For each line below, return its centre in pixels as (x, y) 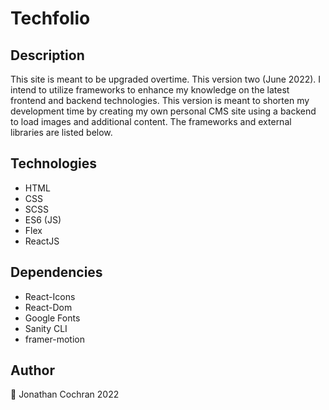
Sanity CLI (46, 328)
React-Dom (48, 307)
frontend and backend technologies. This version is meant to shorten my (160, 100)
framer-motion (54, 339)
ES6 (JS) (43, 219)
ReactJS (42, 241)
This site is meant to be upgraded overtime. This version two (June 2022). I (166, 79)
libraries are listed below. (61, 132)
